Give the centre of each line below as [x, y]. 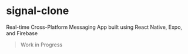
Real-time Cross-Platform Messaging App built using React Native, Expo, [94, 27]
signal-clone [38, 11]
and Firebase [22, 33]
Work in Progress [41, 45]
